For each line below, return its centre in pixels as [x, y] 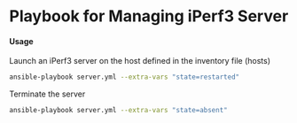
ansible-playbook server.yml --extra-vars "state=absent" [118, 111]
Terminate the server [47, 94]
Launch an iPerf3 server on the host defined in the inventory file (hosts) [140, 61]
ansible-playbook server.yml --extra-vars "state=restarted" [125, 77]
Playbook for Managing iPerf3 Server [149, 16]
